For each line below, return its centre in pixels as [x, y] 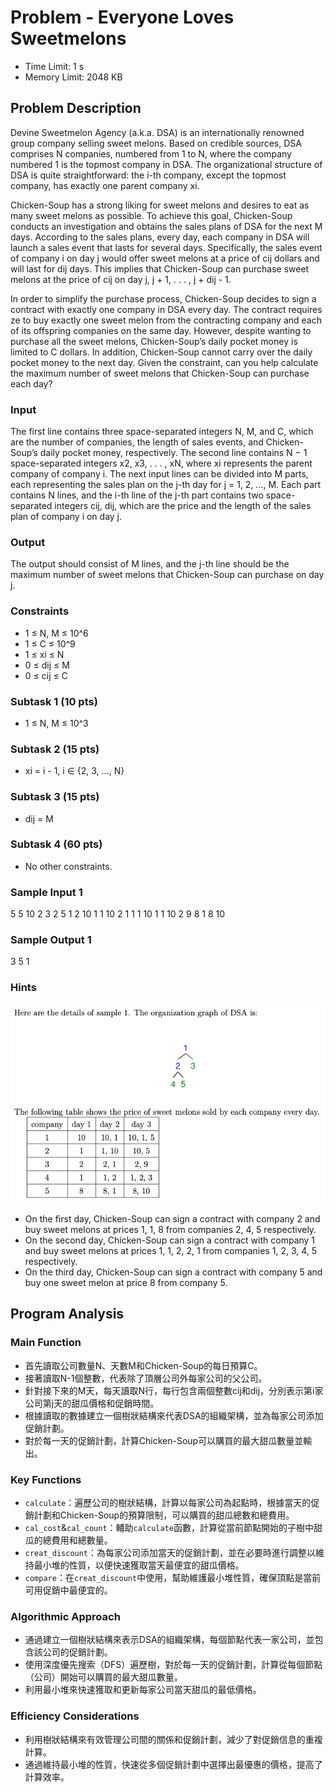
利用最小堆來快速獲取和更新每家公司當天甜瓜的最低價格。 [143, 1690]
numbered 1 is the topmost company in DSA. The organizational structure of [166, 164]
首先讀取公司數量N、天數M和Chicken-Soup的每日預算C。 [143, 1365]
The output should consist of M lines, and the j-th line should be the [150, 564]
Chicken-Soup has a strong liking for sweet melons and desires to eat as [160, 205]
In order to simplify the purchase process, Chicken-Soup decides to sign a [163, 298]
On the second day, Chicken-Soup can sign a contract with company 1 [170, 1240]
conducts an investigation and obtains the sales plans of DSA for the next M [166, 226]
